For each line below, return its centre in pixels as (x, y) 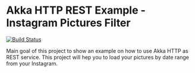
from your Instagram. (32, 64)
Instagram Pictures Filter (68, 23)
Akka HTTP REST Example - (76, 10)
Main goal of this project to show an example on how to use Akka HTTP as (97, 50)
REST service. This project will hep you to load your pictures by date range (97, 57)
